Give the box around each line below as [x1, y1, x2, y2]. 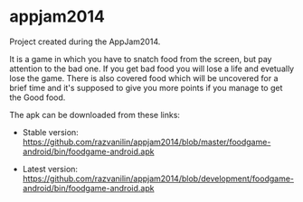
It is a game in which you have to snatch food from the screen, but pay [9, 53, 272, 64]
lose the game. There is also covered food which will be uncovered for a [9, 72, 279, 83]
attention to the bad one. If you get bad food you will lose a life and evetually [9, 63, 295, 74]
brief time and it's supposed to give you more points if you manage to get [9, 82, 283, 93]
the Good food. [9, 92, 66, 103]
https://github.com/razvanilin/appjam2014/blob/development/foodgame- [22, 173, 295, 184]
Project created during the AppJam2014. [9, 36, 161, 47]
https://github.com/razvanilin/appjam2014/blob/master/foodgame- [22, 136, 271, 147]
